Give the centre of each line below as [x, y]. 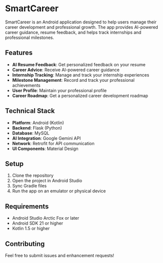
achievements [26, 85]
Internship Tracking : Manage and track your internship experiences [81, 75]
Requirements [27, 206]
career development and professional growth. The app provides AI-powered [82, 27]
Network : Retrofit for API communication [53, 143]
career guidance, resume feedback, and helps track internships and [73, 32]
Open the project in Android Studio [47, 181]
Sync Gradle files [30, 186]
